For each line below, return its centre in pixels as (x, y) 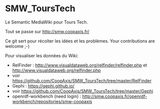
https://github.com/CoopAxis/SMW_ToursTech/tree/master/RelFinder (82, 81)
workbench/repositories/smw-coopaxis (52, 101)
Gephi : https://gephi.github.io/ (43, 86)
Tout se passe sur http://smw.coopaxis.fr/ (47, 31)
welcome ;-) (17, 46)
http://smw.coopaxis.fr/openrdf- (115, 96)
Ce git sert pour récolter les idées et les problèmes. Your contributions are (80, 41)
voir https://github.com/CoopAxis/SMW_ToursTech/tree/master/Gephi (83, 91)
